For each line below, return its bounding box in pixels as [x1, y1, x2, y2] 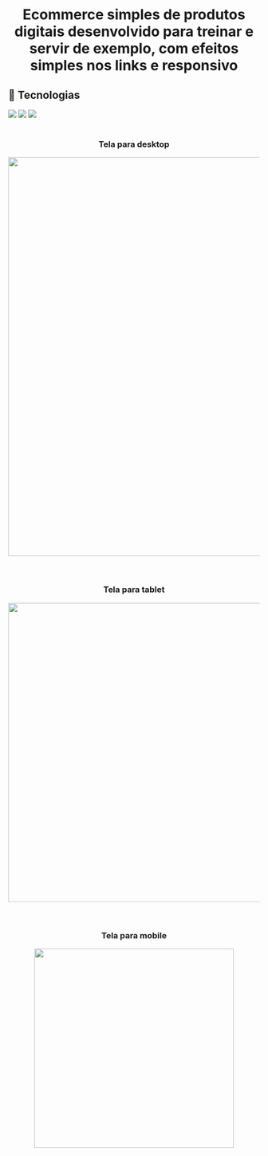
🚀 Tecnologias [8, 88, 81, 101]
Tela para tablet [103, 584, 165, 595]
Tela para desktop [98, 138, 170, 149]
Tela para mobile [100, 929, 167, 941]
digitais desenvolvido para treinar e [14, 22, 254, 41]
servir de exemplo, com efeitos [29, 40, 239, 57]
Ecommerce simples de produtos [22, 6, 246, 24]
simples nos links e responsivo [30, 57, 238, 75]
